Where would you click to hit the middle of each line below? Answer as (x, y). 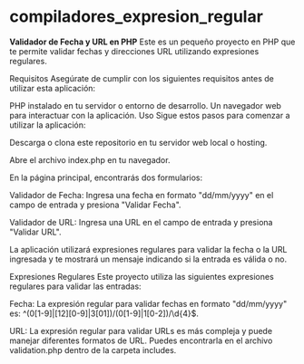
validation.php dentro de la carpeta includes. (93, 350)
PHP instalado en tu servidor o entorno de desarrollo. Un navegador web (145, 105)
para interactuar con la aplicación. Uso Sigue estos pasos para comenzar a (150, 115)
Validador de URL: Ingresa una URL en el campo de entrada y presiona (141, 222)
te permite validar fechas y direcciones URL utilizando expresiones (134, 51)
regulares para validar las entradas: (76, 286)
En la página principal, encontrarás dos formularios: (106, 177)
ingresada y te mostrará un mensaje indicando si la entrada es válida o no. (148, 259)
